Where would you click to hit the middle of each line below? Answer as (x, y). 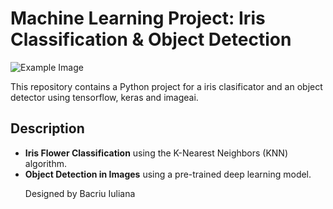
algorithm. (45, 163)
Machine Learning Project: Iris (138, 18)
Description (47, 128)
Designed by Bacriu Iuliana (80, 193)
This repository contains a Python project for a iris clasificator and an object (166, 86)
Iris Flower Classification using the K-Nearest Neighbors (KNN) (156, 153)
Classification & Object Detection (151, 39)
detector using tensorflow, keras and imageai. (104, 97)
